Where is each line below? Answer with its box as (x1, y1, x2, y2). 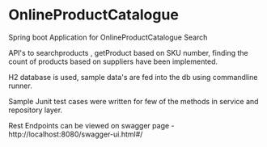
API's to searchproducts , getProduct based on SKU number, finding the (8, 48, 248, 57)
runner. (8, 81, 32, 90)
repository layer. (8, 105, 63, 115)
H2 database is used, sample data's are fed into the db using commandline (8, 72, 258, 82)
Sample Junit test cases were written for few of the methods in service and (8, 96, 259, 106)
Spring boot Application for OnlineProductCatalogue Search (8, 32, 208, 42)
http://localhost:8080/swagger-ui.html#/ (8, 129, 143, 139)
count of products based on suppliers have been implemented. (8, 57, 218, 66)
